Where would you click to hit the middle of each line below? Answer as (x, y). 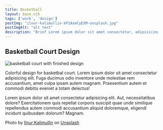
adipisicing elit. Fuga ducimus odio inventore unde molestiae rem (70, 78)
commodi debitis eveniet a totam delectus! (48, 88)
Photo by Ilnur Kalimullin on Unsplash (42, 122)
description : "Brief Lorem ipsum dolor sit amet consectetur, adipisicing (82, 32)
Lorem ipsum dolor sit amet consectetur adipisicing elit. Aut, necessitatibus (80, 97)
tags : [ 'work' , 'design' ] (31, 18)
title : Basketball (24, 9)
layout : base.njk (23, 14)
